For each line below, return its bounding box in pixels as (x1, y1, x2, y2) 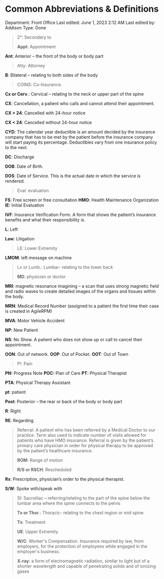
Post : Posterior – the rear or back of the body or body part (5, 398, 123, 404)
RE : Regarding (5, 417, 34, 423)
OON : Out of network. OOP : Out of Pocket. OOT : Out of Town (5, 351, 128, 357)
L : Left (5, 226, 18, 232)
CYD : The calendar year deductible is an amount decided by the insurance (5, 129, 155, 135)
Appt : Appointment (17, 43, 56, 49)
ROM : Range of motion (17, 457, 63, 463)
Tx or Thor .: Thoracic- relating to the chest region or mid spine (17, 510, 144, 515)
